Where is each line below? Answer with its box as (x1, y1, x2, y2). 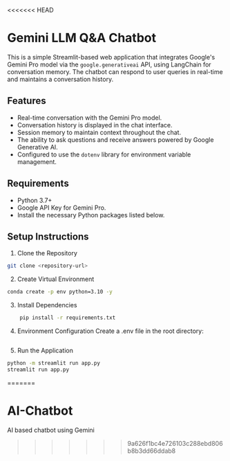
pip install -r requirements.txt (19, 314, 116, 321)
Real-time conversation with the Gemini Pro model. (17, 114, 162, 122)
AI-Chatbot (7, 403, 73, 418)
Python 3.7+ (17, 196, 52, 204)
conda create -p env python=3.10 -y (7, 289, 113, 296)
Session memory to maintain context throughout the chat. (17, 128, 182, 136)
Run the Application (17, 346, 74, 354)
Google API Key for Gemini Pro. (17, 204, 106, 212)
